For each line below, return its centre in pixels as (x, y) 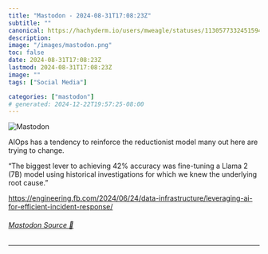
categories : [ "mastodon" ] (51, 96)
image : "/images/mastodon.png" (60, 45)
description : (30, 38)
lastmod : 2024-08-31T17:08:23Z (60, 68)
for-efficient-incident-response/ (61, 207)
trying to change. (37, 150)
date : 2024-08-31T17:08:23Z (55, 61)
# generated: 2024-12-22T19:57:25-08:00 (77, 104)
